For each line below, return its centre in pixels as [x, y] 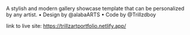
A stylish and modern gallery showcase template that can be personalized [95, 8]
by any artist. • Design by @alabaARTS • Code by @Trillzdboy [81, 15]
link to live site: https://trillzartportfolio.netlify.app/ [66, 26]
